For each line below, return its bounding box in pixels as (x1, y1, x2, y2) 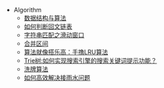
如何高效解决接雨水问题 (23, 74, 91, 81)
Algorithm (13, 6, 42, 14)
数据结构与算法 (23, 14, 67, 22)
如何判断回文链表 (23, 23, 73, 30)
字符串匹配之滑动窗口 (23, 31, 84, 39)
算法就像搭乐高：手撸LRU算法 (23, 48, 108, 56)
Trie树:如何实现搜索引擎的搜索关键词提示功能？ (23, 57, 157, 64)
